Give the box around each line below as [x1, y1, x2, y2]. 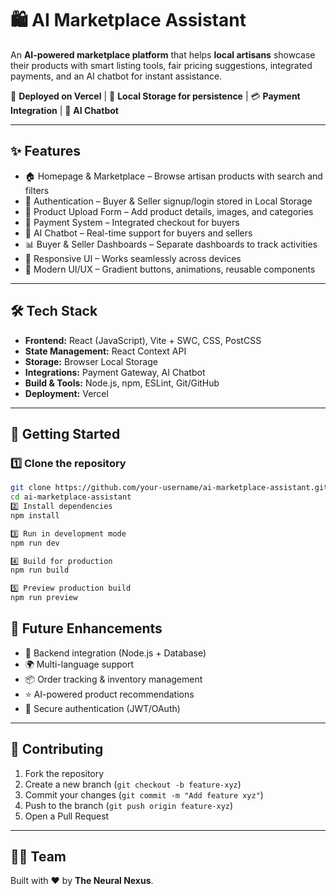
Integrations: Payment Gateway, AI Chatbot [24, 366, 206, 378]
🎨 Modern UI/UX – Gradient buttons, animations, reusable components [24, 263, 316, 275]
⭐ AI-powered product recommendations [24, 688, 195, 700]
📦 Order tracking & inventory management [24, 673, 203, 685]
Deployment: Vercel [24, 387, 109, 399]
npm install [10, 510, 60, 521]
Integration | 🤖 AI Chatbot [10, 104, 119, 116]
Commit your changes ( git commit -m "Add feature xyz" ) [24, 788, 264, 801]
